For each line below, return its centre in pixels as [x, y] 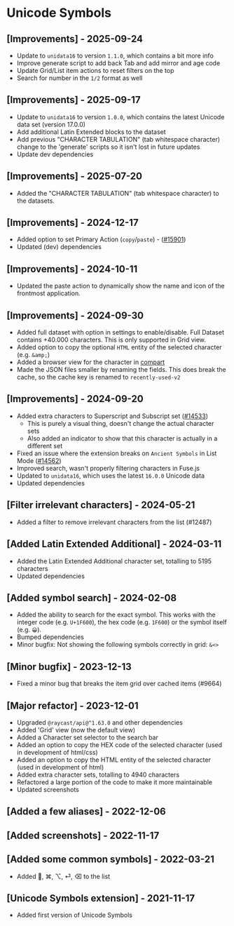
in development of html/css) [57, 752]
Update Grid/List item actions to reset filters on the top [95, 71]
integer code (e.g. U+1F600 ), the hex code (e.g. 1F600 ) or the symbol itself [122, 622]
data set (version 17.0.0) [51, 124]
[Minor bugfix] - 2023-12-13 [69, 667]
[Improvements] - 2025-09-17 [74, 100]
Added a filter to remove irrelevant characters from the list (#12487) [114, 522]
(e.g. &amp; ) [33, 355]
